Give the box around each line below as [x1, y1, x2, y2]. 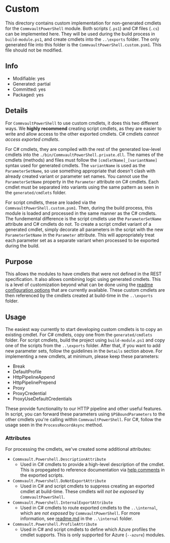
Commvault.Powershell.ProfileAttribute [12, 522, 97, 527]
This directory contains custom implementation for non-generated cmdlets [5, 20, 161, 26]
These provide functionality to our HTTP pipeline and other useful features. [5, 406, 162, 412]
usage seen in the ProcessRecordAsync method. [5, 422, 103, 428]
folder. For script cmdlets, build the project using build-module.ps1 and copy [5, 337, 165, 343]
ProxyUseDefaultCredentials [12, 396, 72, 402]
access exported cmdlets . [5, 136, 60, 142]
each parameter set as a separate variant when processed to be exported [5, 237, 159, 243]
